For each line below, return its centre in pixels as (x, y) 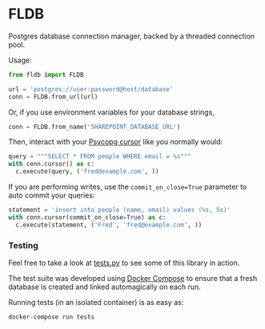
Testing (23, 245)
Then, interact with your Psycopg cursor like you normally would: (115, 142)
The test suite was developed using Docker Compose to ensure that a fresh (133, 278)
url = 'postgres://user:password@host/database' (91, 89)
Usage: (20, 60)
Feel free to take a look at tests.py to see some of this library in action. (124, 263)
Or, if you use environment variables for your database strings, (111, 112)
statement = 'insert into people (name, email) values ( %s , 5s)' (119, 210)
